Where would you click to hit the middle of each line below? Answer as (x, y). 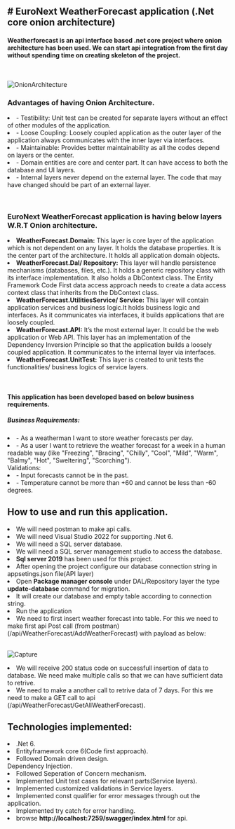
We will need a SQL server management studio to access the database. (119, 551)
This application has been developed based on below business (101, 397)
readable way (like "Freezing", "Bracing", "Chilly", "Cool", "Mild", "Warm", (113, 453)
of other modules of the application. (59, 125)
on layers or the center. (41, 155)
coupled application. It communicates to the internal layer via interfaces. (112, 352)
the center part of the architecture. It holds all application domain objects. (113, 256)
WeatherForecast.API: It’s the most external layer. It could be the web (117, 330)
